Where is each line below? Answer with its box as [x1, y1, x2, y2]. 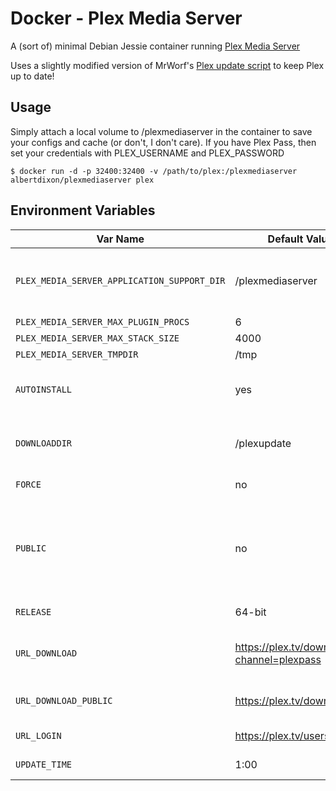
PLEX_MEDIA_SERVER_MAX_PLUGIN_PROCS [15, 316, 190, 327]
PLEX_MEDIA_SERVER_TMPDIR [15, 348, 139, 360]
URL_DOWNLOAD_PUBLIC [15, 695, 113, 706]
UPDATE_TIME [15, 758, 73, 770]
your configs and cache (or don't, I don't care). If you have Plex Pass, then [10, 136, 317, 148]
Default [267, 232, 304, 246]
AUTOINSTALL [15, 383, 73, 395]
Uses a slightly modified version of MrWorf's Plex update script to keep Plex [10, 59, 325, 71]
